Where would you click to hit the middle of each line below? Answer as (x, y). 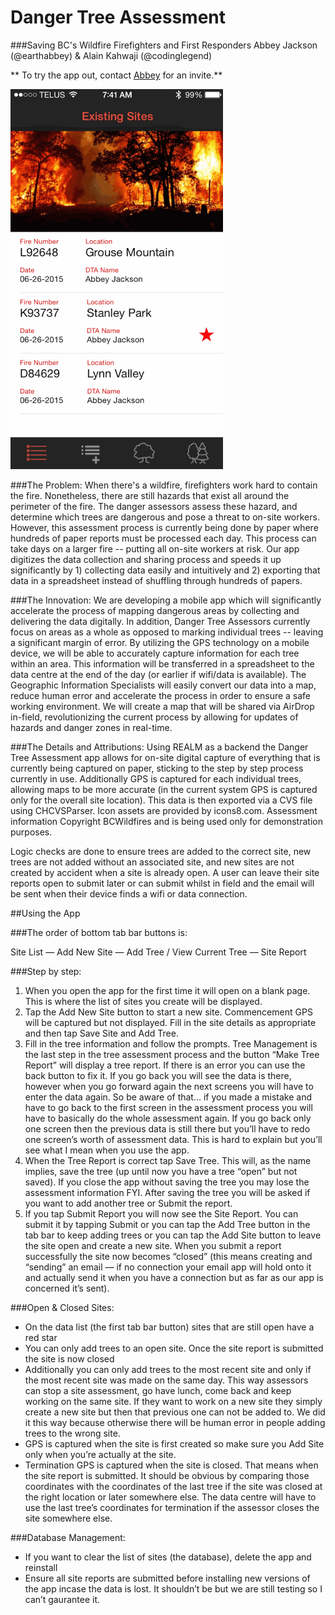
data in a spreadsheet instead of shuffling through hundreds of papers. (156, 580)
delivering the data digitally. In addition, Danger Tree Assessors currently (160, 621)
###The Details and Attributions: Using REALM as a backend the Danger (159, 747)
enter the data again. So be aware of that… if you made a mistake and (168, 1097)
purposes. (31, 832)
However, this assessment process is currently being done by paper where (164, 527)
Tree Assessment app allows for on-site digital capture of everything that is (165, 757)
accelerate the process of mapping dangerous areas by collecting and (155, 610)
